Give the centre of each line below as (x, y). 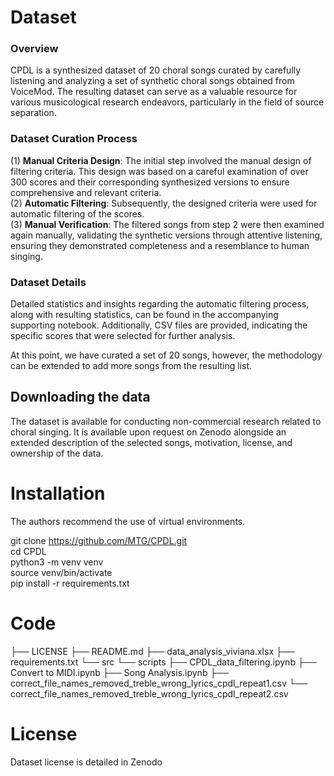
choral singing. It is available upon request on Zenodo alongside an (148, 432)
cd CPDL (28, 551)
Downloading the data (80, 397)
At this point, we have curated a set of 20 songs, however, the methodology (166, 355)
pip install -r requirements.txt (70, 583)
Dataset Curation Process (74, 139)
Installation (58, 493)
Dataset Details (48, 282)
